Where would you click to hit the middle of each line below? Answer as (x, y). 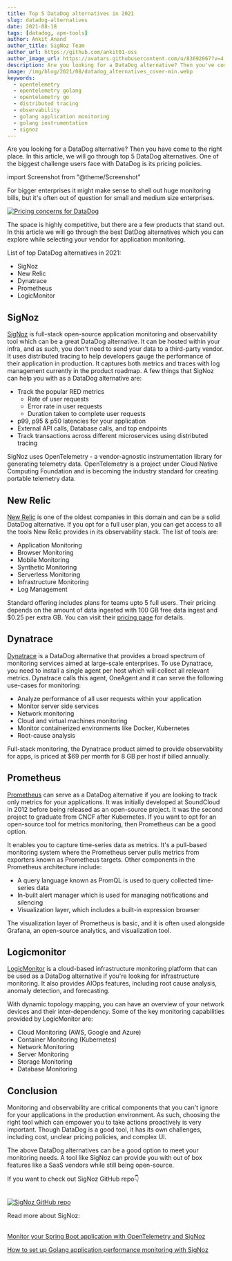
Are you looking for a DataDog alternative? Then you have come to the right (115, 149)
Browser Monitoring (45, 552)
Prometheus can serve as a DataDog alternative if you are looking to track (112, 795)
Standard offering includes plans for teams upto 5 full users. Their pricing (112, 602)
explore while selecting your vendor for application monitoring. (96, 239)
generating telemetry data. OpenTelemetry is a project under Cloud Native (113, 464)
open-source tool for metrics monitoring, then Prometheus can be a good (112, 824)
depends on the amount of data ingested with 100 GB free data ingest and (112, 610)
